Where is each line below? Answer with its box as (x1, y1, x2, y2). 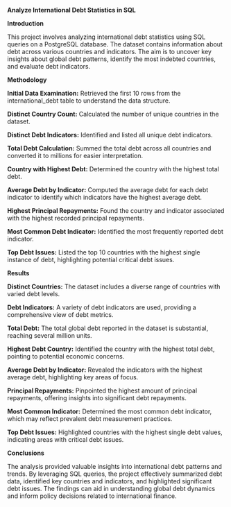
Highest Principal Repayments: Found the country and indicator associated (7, 207, 225, 214)
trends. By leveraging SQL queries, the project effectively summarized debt (7, 470, 223, 478)
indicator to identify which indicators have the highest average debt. (7, 194, 203, 201)
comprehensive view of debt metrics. (7, 311, 114, 318)
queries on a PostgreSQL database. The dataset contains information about (7, 40, 223, 48)
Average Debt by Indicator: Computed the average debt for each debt (7, 186, 209, 194)
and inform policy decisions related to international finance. (7, 492, 177, 500)
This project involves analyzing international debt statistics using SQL (7, 33, 206, 41)
